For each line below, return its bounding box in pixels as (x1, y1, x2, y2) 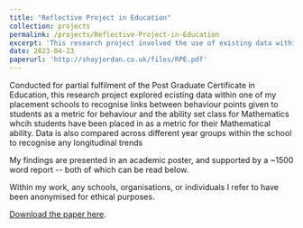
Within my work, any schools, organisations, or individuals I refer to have (9, 182, 280, 192)
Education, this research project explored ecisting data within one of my (9, 89, 277, 100)
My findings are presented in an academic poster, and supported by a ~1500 (9, 155, 294, 165)
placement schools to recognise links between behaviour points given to (9, 99, 279, 109)
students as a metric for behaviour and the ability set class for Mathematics (9, 109, 290, 119)
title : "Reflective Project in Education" (9, 13, 171, 23)
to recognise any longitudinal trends (9, 137, 143, 148)
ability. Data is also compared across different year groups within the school (9, 128, 292, 138)
